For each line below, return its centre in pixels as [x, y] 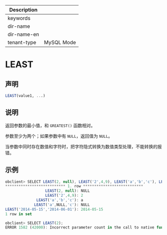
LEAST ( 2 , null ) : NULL [68, 191]
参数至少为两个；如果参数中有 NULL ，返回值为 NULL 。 [59, 136]
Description [23, 10]
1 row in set [19, 214]
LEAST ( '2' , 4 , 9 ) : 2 [64, 196]
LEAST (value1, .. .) [25, 96]
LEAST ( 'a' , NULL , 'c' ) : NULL [62, 205]
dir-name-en [24, 34]
